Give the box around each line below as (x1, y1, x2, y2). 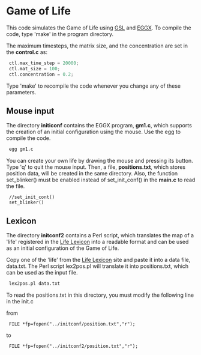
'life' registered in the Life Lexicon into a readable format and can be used (6, 238, 189, 246)
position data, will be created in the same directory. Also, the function (6, 170, 178, 177)
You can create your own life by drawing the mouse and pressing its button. (6, 157, 193, 165)
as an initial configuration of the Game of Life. (6, 244, 119, 252)
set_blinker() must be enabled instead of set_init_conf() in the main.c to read (6, 176, 196, 184)
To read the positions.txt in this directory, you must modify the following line (6, 291, 194, 299)
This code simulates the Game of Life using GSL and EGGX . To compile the (6, 24, 191, 31)
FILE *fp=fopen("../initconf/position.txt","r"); (8, 321, 136, 327)
